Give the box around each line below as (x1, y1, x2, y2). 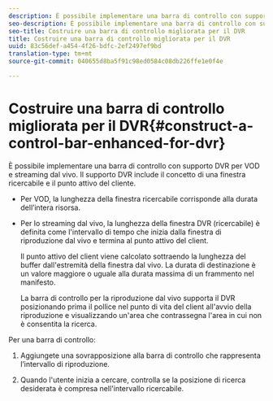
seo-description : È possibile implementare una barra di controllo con (8, 20, 256, 28)
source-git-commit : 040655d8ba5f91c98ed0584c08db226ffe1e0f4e (8, 58, 223, 66)
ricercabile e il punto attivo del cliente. (8, 178, 136, 188)
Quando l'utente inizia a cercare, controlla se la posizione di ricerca (19, 375, 246, 385)
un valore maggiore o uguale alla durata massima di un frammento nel (19, 268, 254, 278)
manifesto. (19, 277, 56, 287)
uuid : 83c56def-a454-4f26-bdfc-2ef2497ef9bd (8, 42, 162, 50)
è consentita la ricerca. (19, 319, 97, 329)
